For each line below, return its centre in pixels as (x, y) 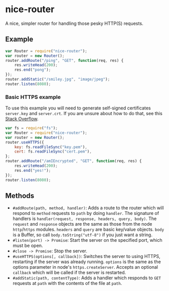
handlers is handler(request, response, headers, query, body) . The (84, 219)
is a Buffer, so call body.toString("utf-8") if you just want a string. (82, 235)
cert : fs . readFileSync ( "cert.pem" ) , (53, 152)
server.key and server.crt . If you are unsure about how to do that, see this (84, 114)
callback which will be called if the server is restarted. (69, 273)
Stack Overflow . (22, 119)
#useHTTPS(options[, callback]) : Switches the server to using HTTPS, (87, 257)
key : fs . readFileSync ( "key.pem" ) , (51, 147)
